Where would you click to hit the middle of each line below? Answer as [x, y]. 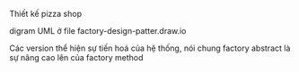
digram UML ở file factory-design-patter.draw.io [98, 31]
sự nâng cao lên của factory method [76, 57]
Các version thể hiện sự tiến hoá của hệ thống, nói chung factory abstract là [150, 48]
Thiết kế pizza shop [46, 14]
